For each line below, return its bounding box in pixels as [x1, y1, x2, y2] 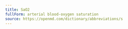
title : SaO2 [5, 7, 30, 12]
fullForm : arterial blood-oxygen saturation [5, 12, 99, 17]
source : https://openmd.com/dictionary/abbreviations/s [5, 16, 123, 21]
